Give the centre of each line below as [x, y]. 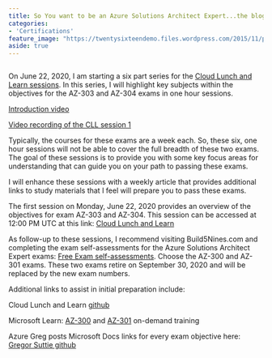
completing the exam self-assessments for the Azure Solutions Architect [129, 248]
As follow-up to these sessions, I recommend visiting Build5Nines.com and [133, 239]
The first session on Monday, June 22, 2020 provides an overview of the [130, 207]
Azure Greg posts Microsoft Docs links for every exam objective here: [125, 336]
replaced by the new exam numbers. [70, 274]
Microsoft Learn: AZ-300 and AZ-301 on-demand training [104, 321]
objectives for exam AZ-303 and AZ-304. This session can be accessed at [132, 215]
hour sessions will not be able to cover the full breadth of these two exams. [134, 149]
